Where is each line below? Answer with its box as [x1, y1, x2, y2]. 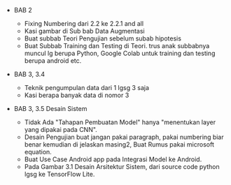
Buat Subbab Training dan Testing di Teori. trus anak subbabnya [24, 42, 210, 50]
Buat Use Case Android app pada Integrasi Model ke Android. [24, 155, 202, 163]
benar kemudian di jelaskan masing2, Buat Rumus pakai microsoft [24, 140, 215, 149]
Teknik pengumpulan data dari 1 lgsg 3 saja [24, 84, 149, 91]
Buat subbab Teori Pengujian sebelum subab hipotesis [24, 34, 182, 43]
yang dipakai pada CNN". [24, 126, 98, 133]
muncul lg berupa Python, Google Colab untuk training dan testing [24, 49, 216, 57]
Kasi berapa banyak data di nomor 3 [24, 91, 129, 99]
